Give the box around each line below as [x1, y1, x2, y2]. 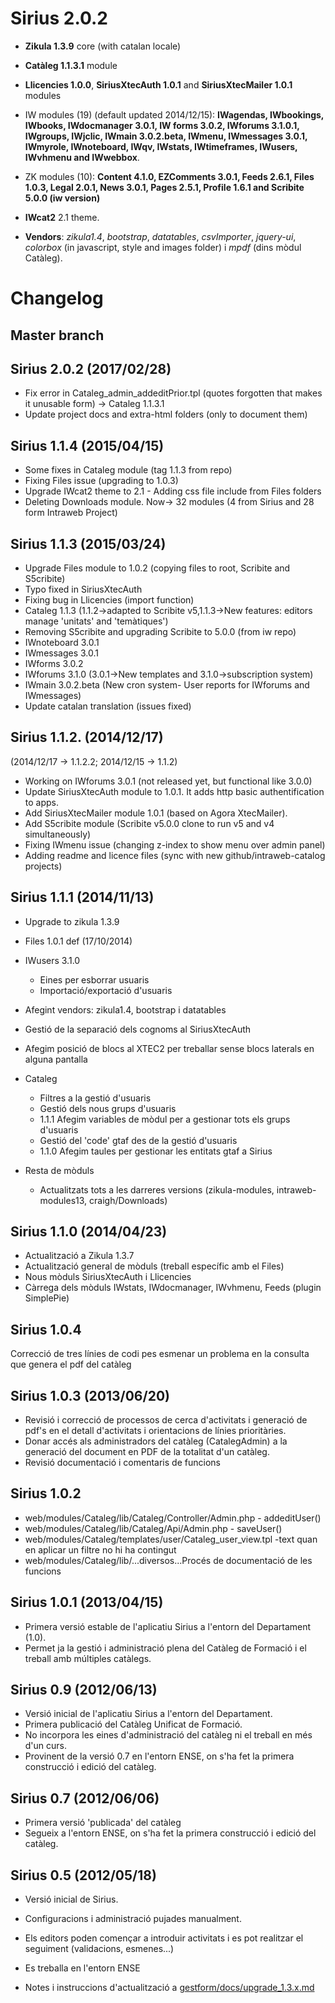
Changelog [10, 287, 104, 310]
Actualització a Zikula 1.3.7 [24, 1250, 135, 1262]
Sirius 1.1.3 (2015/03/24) [10, 535, 167, 552]
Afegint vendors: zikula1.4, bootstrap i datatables [24, 1003, 227, 1016]
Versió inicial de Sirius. [24, 1893, 119, 1906]
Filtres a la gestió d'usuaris [39, 1092, 152, 1104]
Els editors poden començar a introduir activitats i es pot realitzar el [24, 1932, 304, 1944]
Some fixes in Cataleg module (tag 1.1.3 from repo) [24, 464, 233, 476]
